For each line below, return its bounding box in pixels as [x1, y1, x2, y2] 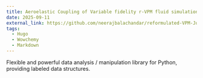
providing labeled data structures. [6, 65, 91, 72]
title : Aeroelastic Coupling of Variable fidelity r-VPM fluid [6, 8, 169, 15]
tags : [6, 25, 20, 32]
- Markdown [11, 43, 39, 49]
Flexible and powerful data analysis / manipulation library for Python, [6, 58, 178, 66]
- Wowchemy [11, 37, 39, 43]
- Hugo [11, 31, 28, 37]
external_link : [6, 20, 45, 26]
